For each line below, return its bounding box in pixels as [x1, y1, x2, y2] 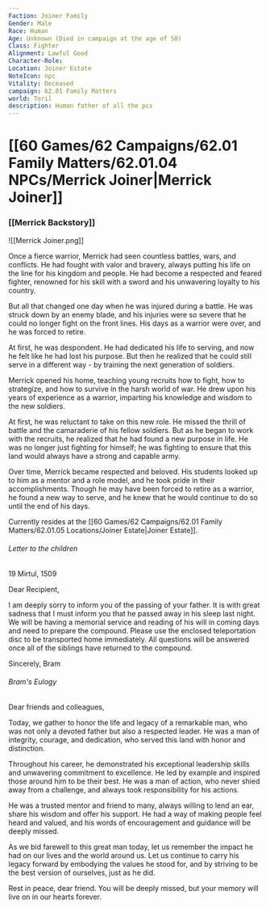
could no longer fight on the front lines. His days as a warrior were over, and [8, 318, 261, 328]
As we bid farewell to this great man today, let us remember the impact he [8, 842, 254, 852]
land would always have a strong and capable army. [8, 451, 181, 460]
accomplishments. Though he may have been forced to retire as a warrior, [8, 484, 255, 494]
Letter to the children [8, 544, 78, 553]
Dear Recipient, [8, 584, 60, 594]
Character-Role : [8, 57, 63, 65]
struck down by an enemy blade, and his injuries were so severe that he [8, 309, 247, 319]
